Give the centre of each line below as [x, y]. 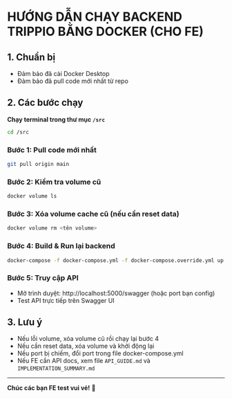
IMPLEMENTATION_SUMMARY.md [56, 369]
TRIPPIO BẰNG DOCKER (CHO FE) [105, 31]
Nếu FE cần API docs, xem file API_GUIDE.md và [84, 361]
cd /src [18, 132]
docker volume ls [32, 196]
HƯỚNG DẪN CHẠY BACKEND [95, 17]
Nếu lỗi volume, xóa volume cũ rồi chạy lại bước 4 [88, 339]
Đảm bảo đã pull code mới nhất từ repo [73, 81]
